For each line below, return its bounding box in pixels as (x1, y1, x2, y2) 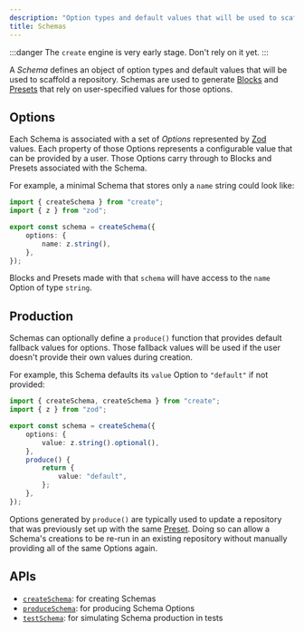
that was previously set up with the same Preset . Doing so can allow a (9, 523, 270, 534)
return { (42, 463, 75, 472)
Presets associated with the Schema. (9, 162, 147, 173)
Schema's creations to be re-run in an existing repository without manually (9, 532, 288, 544)
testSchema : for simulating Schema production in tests (22, 612, 223, 623)
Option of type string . (9, 282, 92, 293)
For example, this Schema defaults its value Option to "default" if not (9, 369, 269, 381)
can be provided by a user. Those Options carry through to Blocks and (9, 153, 272, 164)
